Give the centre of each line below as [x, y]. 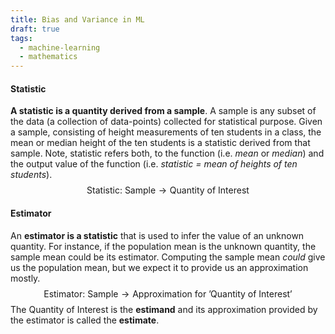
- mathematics [48, 57]
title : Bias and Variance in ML [77, 19]
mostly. [25, 278]
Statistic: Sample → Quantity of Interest [168, 190]
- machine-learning [60, 47]
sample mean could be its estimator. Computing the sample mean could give [168, 257]
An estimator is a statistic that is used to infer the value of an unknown [157, 235]
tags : [21, 38]
